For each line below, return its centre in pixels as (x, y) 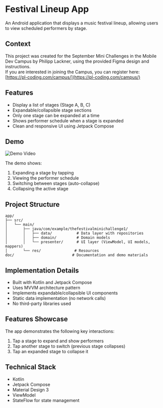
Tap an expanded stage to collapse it (50, 351)
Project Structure (32, 204)
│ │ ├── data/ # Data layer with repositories (74, 233)
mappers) (14, 247)
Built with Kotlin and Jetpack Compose (52, 282)
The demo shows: (24, 163)
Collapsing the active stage (40, 189)
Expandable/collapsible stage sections (52, 110)
